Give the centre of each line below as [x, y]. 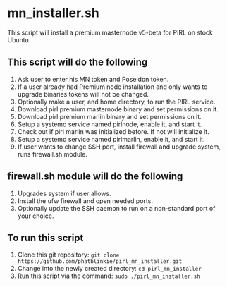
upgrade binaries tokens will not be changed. [83, 94]
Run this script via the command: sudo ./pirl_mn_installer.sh [109, 276]
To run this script [45, 238]
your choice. [36, 216]
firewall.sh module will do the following [95, 177]
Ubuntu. [19, 39]
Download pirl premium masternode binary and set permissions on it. [118, 109]
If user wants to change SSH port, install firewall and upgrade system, [119, 147]
